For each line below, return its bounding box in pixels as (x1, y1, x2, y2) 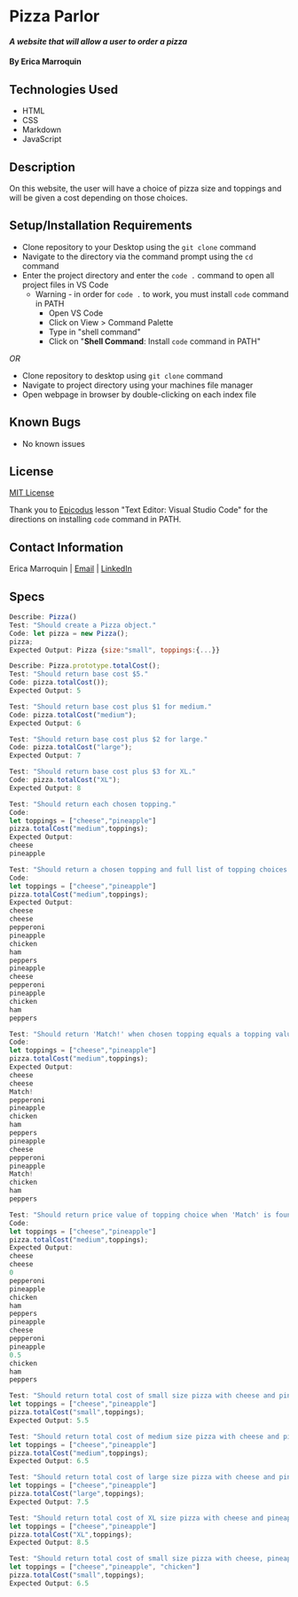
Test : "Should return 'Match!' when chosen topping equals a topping (9, 1029, 272, 1038)
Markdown (21, 124, 62, 135)
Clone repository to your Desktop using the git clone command (21, 241, 257, 252)
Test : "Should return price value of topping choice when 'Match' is (9, 1210, 272, 1219)
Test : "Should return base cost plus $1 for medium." (9, 702, 213, 711)
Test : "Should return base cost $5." (9, 669, 149, 679)
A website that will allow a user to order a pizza (9, 35, 188, 46)
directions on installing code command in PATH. (9, 514, 182, 525)
